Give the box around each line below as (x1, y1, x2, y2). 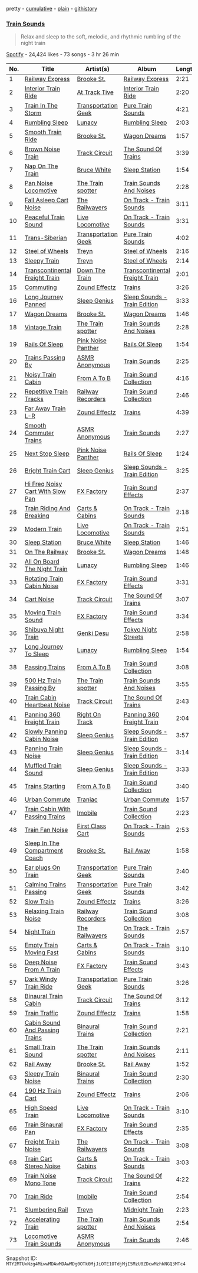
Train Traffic (24, 1009, 59, 1018)
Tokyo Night (123, 626, 157, 634)
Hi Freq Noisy (24, 480, 62, 488)
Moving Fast (24, 948, 59, 957)
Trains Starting (24, 782, 66, 791)
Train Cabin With (24, 805, 71, 814)
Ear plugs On (24, 863, 61, 872)
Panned (24, 300, 46, 309)
